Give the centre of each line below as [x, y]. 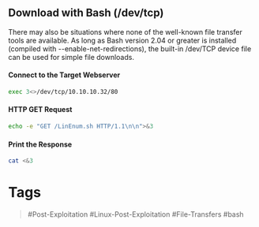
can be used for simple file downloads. [71, 57]
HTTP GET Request [40, 110]
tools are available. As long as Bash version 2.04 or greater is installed [122, 40]
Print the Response [40, 144]
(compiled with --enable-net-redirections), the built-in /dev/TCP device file [130, 48]
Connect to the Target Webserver [64, 75]
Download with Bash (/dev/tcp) [86, 13]
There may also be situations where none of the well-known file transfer [125, 32]
